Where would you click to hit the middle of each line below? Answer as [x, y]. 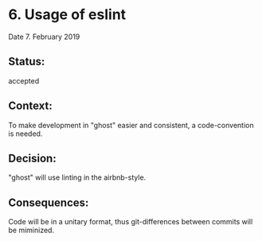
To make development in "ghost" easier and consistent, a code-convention [131, 125]
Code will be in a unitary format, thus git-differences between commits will [131, 222]
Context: [31, 106]
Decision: [33, 158]
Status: [27, 62]
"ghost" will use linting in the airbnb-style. [77, 177]
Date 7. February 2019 [44, 37]
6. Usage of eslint [67, 15]
